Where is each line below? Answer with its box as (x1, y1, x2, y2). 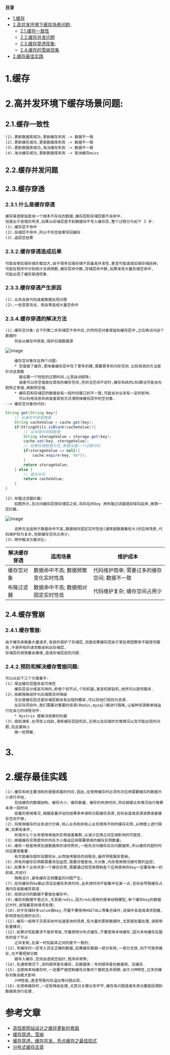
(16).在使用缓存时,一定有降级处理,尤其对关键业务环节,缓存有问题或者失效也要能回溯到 (5, 983, 163, 989)
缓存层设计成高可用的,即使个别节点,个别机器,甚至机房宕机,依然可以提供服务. (14, 687, 154, 692)
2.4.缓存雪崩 (5, 610, 45, 619)
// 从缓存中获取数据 (14, 415, 52, 420)
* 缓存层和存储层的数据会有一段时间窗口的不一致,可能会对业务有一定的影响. (14, 391, 152, 396)
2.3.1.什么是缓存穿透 (5, 201, 55, 208)
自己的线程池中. (12, 708, 42, 713)
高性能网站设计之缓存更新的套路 (12, 1025, 79, 1031)
